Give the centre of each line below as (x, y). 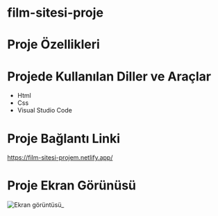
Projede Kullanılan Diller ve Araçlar (109, 76)
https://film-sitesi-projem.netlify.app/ (60, 158)
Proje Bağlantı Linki (64, 139)
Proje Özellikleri (54, 45)
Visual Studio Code (45, 110)
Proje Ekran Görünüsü (72, 186)
